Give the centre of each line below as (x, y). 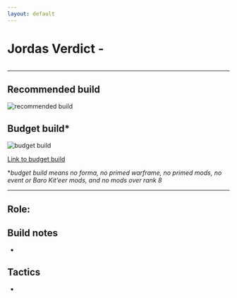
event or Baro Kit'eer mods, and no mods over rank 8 (85, 180)
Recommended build (54, 89)
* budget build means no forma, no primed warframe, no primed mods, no (115, 173)
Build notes (33, 233)
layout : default (31, 14)
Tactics (24, 272)
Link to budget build (36, 159)
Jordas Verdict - (56, 48)
